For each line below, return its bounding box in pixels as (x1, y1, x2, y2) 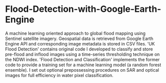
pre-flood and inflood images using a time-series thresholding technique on (5, 51, 160, 57)
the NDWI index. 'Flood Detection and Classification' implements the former (5, 56, 160, 62)
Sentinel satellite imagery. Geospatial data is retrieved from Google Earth (5, 36, 154, 41)
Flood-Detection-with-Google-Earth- (5, 3, 162, 15)
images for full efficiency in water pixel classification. (5, 72, 114, 78)
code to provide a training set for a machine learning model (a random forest (5, 62, 162, 68)
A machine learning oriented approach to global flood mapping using (5, 30, 146, 36)
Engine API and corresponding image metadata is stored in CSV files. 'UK (5, 41, 155, 46)
